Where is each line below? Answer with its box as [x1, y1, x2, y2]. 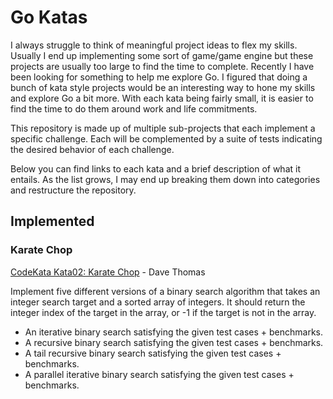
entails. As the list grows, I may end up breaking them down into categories [10, 173, 321, 185]
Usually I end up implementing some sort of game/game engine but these [10, 49, 314, 61]
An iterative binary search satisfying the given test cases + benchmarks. [24, 326, 323, 338]
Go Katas [10, 6, 88, 29]
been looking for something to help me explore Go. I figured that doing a [10, 71, 308, 83]
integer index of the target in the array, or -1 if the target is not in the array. [10, 306, 317, 318]
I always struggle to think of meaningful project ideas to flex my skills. [10, 39, 298, 51]
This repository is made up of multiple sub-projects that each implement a [10, 122, 316, 134]
